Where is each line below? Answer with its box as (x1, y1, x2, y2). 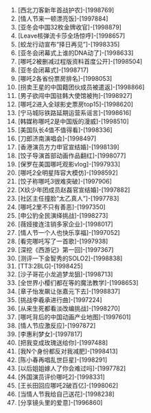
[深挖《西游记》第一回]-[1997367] (17, 246, 114, 253)
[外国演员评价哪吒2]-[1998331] (17, 373, 105, 381)
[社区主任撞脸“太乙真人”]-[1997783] (17, 195, 119, 202)
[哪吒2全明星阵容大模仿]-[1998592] (17, 168, 119, 177)
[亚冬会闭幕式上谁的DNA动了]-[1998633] (17, 49, 134, 57)
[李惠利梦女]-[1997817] (17, 330, 83, 338)
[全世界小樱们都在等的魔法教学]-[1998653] (17, 279, 139, 286)
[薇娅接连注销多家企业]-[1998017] (17, 220, 113, 228)
